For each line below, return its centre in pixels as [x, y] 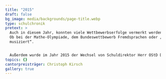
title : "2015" [20, 10]
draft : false [19, 14]
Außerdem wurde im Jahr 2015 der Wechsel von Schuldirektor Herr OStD [84, 55]
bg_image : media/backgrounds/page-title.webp [53, 19]
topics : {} [16, 60]
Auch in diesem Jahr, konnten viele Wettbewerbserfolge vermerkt [78, 33]
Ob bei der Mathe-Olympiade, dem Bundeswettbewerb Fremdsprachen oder [84, 38]
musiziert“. [22, 42]
